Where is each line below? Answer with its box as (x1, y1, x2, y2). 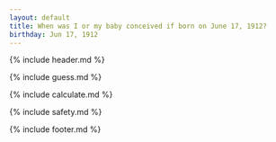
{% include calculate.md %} (9, 89, 113, 100)
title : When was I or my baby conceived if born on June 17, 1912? (9, 22, 268, 31)
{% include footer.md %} (9, 124, 102, 135)
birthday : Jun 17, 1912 (9, 30, 99, 39)
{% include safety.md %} (9, 107, 102, 118)
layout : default (9, 13, 70, 22)
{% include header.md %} (9, 55, 105, 66)
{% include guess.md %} (9, 72, 102, 83)
